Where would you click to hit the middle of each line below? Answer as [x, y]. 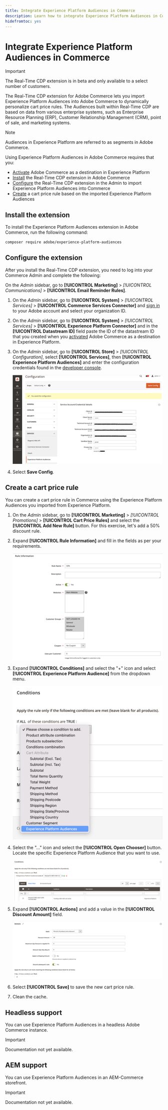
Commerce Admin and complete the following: [53, 275]
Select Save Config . [33, 472]
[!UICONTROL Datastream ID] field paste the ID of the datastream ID [83, 331]
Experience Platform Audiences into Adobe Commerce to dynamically [77, 102]
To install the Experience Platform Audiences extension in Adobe [72, 227]
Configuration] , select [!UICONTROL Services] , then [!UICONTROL [82, 357]
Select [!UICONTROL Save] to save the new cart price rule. [73, 987]
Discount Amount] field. [38, 915]
